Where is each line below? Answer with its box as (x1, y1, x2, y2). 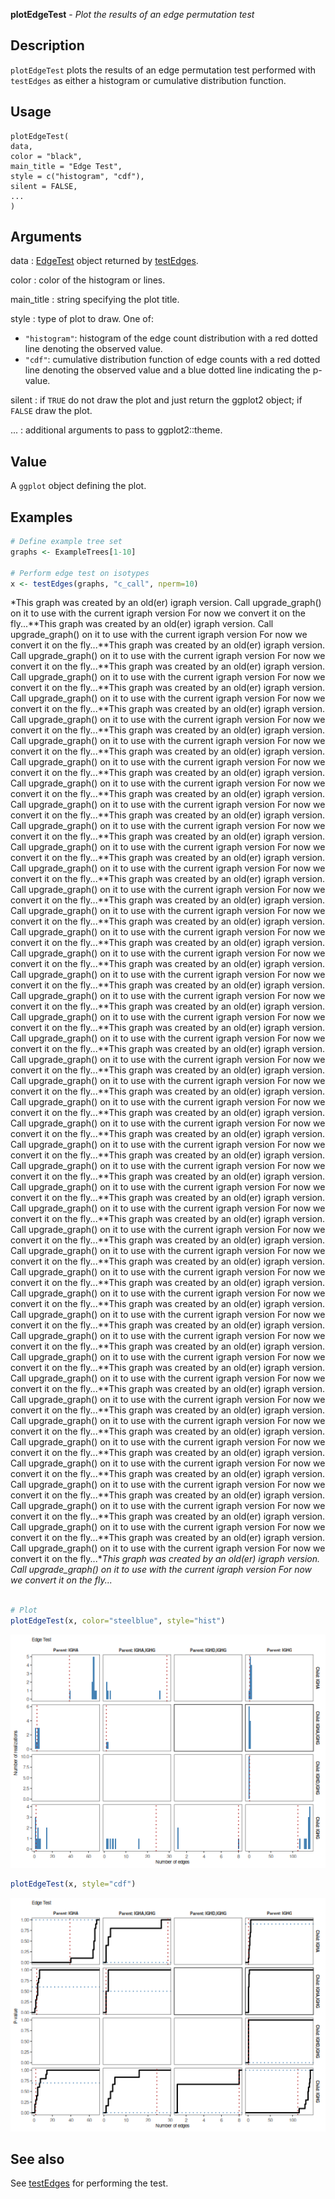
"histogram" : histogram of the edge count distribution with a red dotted (24, 332, 318, 344)
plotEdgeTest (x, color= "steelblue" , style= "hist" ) (10, 1616, 226, 1626)
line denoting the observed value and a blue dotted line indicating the (24, 364, 311, 376)
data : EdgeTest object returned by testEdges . (10, 255, 199, 267)
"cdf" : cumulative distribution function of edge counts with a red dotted (24, 354, 321, 366)
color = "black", (10, 151, 83, 161)
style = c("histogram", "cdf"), (10, 171, 145, 181)
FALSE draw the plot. (10, 405, 93, 417)
